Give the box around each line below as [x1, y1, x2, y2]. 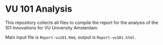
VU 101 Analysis [5, 3, 72, 15]
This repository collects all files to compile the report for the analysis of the [5, 20, 159, 25]
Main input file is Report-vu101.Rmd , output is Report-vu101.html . [5, 34, 136, 40]
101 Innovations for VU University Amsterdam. [5, 24, 99, 30]
